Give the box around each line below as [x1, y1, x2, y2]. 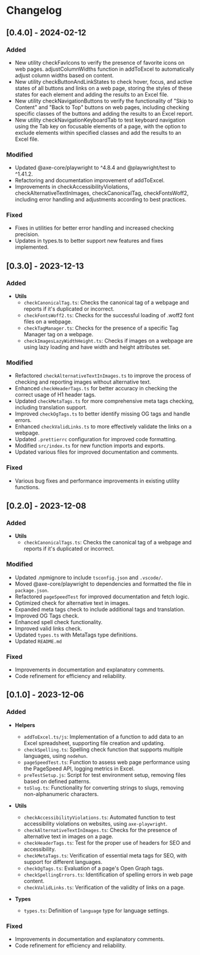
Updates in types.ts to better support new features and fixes [14, 237, 164, 245]
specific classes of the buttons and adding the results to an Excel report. [14, 110, 194, 117]
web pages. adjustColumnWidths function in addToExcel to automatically [14, 65, 195, 73]
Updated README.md [14, 637, 62, 644]
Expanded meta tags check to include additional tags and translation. [14, 605, 185, 613]
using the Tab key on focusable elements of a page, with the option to [14, 122, 187, 129]
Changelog [6, 4, 62, 17]
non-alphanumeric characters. [23, 790, 99, 797]
